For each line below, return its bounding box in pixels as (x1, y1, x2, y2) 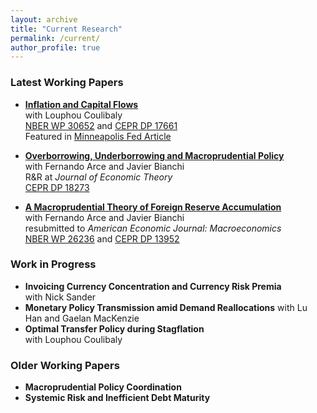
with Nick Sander (24, 291, 97, 303)
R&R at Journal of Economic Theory (24, 171, 173, 183)
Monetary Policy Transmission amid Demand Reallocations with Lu (24, 301, 308, 313)
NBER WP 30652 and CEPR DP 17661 (24, 119, 178, 131)
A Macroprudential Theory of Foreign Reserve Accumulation (24, 201, 282, 213)
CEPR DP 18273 (24, 181, 90, 193)
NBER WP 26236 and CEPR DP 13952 (24, 232, 180, 245)
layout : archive (10, 14, 78, 25)
